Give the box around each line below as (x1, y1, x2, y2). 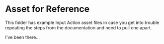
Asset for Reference (5, 3, 90, 15)
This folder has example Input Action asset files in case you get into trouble (5, 20, 160, 25)
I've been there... (5, 34, 40, 40)
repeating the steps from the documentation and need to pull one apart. (5, 24, 152, 30)
